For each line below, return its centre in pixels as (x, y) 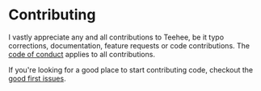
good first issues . (37, 78)
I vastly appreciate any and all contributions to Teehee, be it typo (116, 37)
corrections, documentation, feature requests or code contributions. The (129, 45)
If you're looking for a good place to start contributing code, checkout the (130, 69)
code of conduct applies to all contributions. (82, 54)
